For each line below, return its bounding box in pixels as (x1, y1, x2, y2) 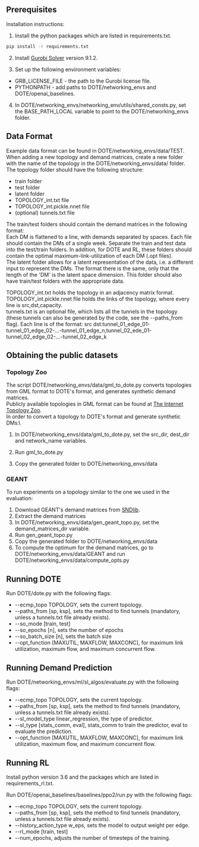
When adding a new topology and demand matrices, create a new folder (6, 153, 183, 160)
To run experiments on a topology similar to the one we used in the (6, 488, 170, 495)
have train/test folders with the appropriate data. (6, 277, 125, 285)
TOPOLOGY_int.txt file (14, 196, 70, 204)
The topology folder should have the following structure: (6, 166, 144, 173)
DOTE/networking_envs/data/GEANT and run (14, 551, 126, 558)
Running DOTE (6, 574, 61, 584)
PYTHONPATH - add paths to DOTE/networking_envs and (14, 83, 156, 91)
